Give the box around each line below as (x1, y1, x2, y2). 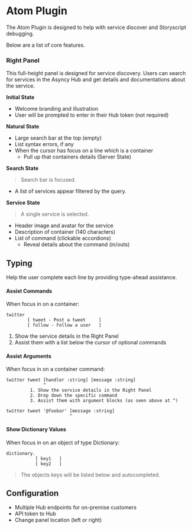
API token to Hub (14, 510, 56, 517)
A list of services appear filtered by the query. (14, 188, 127, 195)
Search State (6, 164, 39, 172)
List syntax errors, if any (14, 141, 74, 148)
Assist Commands (6, 287, 53, 294)
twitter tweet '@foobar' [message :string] (6, 408, 115, 414)
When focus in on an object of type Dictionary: (6, 439, 120, 446)
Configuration (6, 488, 59, 498)
